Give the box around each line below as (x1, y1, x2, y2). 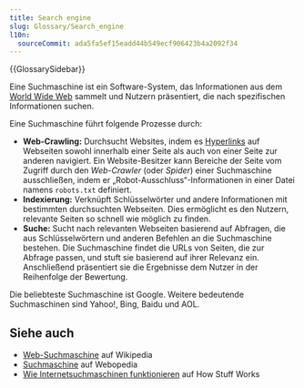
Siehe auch (9, 325, 75, 341)
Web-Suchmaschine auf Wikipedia (22, 350, 153, 361)
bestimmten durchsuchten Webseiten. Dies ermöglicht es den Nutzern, (22, 204, 289, 215)
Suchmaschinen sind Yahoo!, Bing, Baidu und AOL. (9, 299, 200, 310)
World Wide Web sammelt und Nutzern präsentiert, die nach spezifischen (9, 91, 286, 102)
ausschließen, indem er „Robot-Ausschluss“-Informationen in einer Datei (22, 175, 296, 186)
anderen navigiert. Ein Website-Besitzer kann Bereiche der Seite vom (22, 156, 282, 167)
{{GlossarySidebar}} (9, 64, 86, 75)
